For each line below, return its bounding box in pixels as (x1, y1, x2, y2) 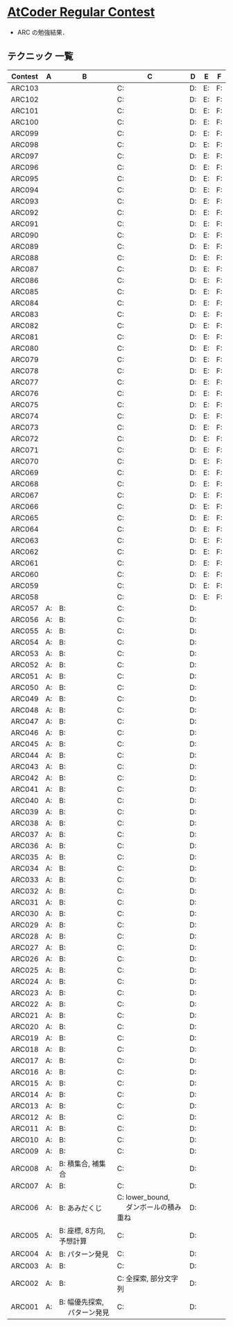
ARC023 (10, 987, 40, 997)
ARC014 (10, 1090, 40, 1099)
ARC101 (10, 106, 40, 116)
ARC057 (10, 603, 40, 613)
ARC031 (10, 897, 40, 907)
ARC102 (10, 95, 40, 104)
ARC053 (10, 649, 40, 658)
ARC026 (10, 954, 40, 964)
